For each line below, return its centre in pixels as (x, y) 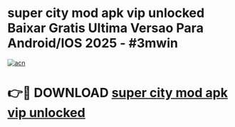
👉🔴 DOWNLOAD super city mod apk (117, 93)
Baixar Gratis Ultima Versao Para (106, 28)
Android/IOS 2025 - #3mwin (93, 43)
